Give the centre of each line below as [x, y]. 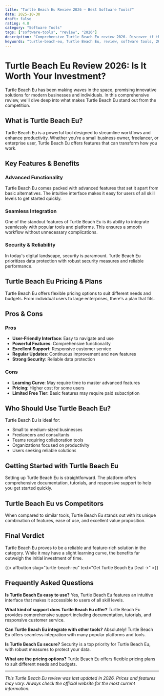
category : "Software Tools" [34, 28]
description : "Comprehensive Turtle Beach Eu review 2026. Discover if [79, 37]
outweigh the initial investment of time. [44, 558]
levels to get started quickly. [33, 198]
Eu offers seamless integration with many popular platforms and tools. [75, 634]
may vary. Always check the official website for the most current [70, 683]
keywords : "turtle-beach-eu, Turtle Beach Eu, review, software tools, [79, 42]
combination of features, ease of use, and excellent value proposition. [75, 521]
